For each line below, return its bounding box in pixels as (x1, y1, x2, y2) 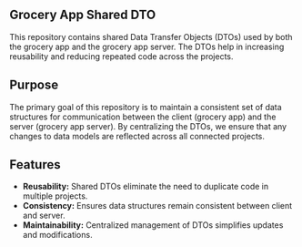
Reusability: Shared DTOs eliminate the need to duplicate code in (22, 181, 269, 192)
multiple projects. (22, 190, 88, 201)
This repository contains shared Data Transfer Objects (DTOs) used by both (9, 31, 293, 42)
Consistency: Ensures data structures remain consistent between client (22, 201, 293, 211)
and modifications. (22, 230, 93, 241)
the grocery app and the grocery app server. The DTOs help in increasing (9, 41, 285, 52)
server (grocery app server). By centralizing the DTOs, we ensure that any (9, 120, 287, 131)
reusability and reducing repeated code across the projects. (9, 50, 234, 62)
